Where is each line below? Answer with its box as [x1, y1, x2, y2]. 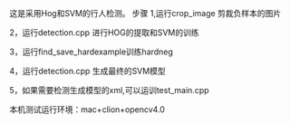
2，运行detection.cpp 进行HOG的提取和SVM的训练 [9, 27, 199, 38]
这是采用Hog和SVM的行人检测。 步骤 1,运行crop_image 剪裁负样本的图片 [9, 8, 282, 18]
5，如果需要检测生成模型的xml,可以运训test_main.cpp [9, 85, 210, 95]
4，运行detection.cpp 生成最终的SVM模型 [9, 66, 166, 76]
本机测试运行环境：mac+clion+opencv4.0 [9, 104, 166, 115]
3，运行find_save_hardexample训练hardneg [9, 46, 174, 57]
